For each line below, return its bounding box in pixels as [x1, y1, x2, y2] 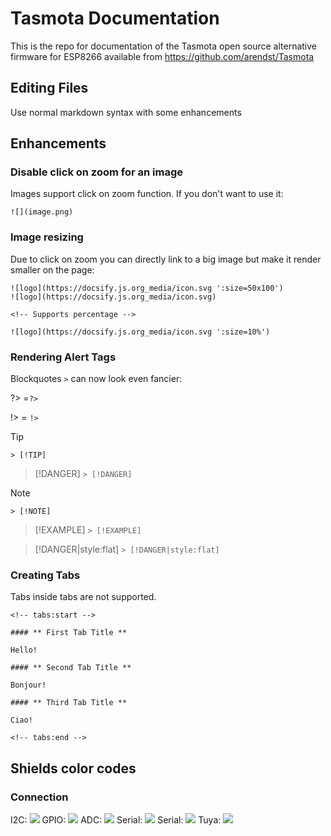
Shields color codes [10, 760, 137, 777]
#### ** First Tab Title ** [10, 628, 128, 638]
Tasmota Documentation [10, 7, 220, 30]
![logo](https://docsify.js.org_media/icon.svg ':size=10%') [10, 327, 271, 337]
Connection [10, 790, 69, 804]
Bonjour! [10, 680, 47, 691]
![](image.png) [10, 207, 74, 217]
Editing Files [10, 80, 89, 97]
